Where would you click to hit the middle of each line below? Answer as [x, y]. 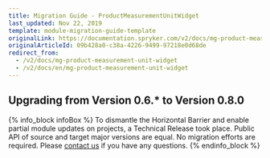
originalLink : [32, 38]
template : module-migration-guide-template [82, 30]
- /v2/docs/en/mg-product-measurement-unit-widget [102, 68]
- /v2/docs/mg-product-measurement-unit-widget [97, 61]
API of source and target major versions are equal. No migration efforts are [132, 136]
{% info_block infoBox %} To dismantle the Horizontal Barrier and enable [129, 120]
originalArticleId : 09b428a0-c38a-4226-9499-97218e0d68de [107, 46]
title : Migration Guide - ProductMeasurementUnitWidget [104, 16]
